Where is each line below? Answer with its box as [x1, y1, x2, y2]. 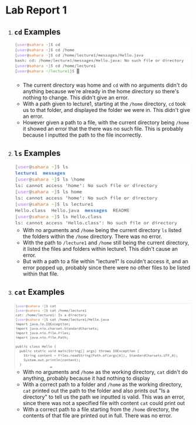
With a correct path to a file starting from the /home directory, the [22, 406, 180, 413]
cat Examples [13, 287, 65, 297]
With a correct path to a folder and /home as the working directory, [22, 380, 183, 387]
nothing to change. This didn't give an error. [22, 94, 130, 101]
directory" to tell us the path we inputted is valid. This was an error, [22, 393, 185, 400]
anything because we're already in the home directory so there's [22, 87, 180, 94]
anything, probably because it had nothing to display [22, 375, 150, 382]
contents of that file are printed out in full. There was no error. [22, 412, 173, 419]
